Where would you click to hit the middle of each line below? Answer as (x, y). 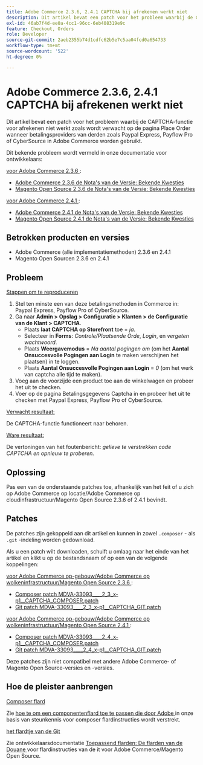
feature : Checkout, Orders (40, 29)
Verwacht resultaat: (31, 412)
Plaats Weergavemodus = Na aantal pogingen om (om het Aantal (106, 349)
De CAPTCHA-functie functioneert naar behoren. (67, 424)
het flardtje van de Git (33, 731)
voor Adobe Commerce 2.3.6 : (44, 170)
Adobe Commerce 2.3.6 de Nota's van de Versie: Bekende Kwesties (99, 182)
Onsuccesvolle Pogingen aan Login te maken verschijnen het (101, 355)
